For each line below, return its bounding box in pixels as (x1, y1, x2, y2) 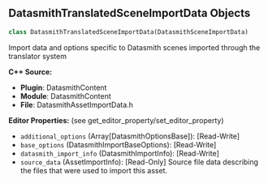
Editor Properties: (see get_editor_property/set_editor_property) (8, 115, 225, 125)
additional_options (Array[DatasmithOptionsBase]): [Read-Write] (19, 131, 240, 141)
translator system (8, 51, 67, 61)
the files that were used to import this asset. (19, 165, 168, 175)
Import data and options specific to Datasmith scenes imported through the (8, 42, 261, 52)
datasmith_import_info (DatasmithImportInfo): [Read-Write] (19, 148, 219, 158)
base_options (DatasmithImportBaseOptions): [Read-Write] (19, 139, 217, 149)
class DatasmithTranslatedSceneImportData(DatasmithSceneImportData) (8, 28, 249, 36)
